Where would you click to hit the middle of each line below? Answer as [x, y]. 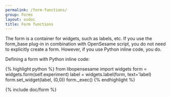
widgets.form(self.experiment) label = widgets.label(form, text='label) [78, 75]
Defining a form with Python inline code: [48, 59]
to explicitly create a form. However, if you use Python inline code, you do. [83, 49]
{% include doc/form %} [31, 90]
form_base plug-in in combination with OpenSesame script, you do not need [86, 44]
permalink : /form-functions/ [36, 10]
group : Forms [19, 15]
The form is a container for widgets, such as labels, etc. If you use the [79, 39]
